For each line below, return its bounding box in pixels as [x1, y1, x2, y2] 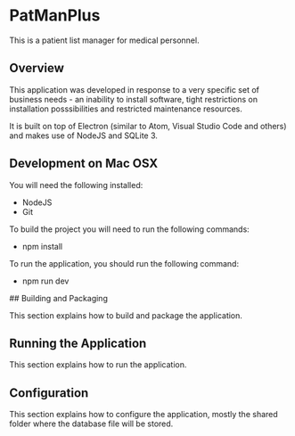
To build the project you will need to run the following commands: [9, 224, 250, 234]
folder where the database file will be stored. [9, 418, 174, 429]
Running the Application [9, 335, 147, 350]
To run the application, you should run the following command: [9, 258, 239, 268]
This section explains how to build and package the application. [9, 309, 243, 321]
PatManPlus [9, 5, 101, 26]
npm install [21, 241, 63, 251]
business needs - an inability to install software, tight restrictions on [9, 94, 258, 104]
